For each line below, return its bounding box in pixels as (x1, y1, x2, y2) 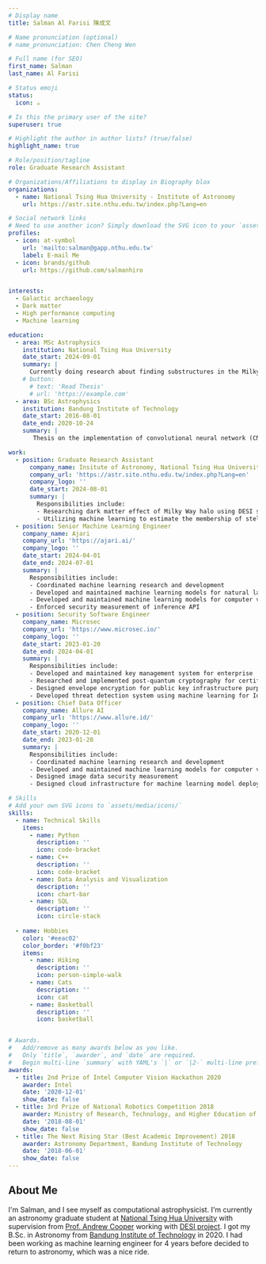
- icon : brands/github (15, 258, 90, 266)
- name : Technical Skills (15, 816, 101, 824)
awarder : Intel (22, 1081, 73, 1089)
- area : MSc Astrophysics (15, 338, 101, 346)
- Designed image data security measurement (28, 773, 179, 781)
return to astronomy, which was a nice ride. (8, 1247, 150, 1256)
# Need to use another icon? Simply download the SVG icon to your (8, 222, 236, 230)
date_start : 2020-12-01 (22, 728, 101, 737)
